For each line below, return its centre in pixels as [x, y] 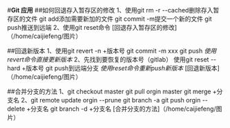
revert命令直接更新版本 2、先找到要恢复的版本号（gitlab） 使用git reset [108, 60]
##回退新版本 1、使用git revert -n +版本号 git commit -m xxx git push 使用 [112, 51]
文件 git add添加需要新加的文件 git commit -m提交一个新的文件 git [118, 19]
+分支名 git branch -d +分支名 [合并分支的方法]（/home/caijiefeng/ [121, 109]
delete [16, 109]
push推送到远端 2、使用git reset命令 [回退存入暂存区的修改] [92, 27]
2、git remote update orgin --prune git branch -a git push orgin [111, 100]
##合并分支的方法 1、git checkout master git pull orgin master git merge [109, 91]
